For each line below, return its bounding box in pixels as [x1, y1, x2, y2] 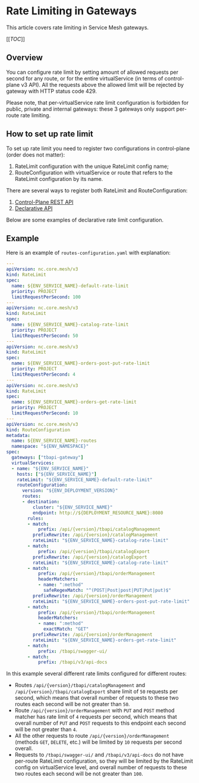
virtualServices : [11, 460, 55, 466]
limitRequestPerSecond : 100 [11, 294, 81, 300]
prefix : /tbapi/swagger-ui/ [37, 648, 108, 654]
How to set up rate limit [6, 129, 94, 139]
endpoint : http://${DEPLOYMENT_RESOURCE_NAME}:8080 [32, 510, 163, 516]
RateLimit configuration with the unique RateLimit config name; [14, 163, 169, 170]
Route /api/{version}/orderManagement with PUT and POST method [14, 707, 175, 714]
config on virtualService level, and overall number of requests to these [14, 764, 187, 771]
